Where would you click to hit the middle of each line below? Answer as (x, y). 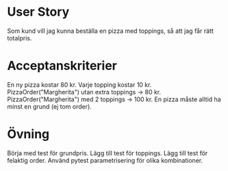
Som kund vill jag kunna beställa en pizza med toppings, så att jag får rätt (110, 31)
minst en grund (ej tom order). (50, 106)
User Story (38, 12)
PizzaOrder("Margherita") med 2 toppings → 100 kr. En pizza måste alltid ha (114, 99)
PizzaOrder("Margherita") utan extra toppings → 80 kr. (84, 92)
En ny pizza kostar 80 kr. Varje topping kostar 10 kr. (79, 84)
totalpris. (20, 38)
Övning (28, 134)
